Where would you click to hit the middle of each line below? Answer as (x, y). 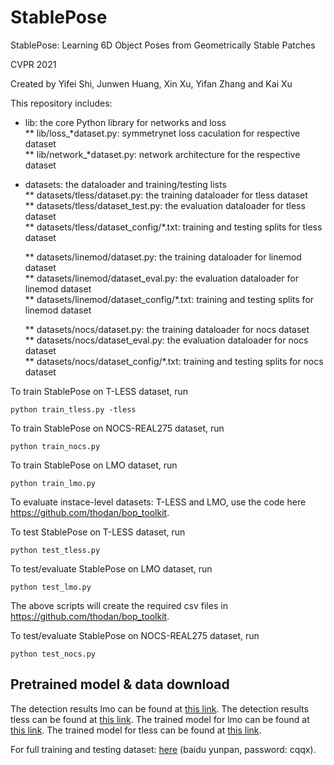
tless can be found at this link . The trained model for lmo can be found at (160, 719)
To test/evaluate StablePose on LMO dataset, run (111, 568)
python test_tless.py (55, 550)
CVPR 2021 (33, 64)
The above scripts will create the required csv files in (119, 605)
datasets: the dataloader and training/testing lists (125, 184)
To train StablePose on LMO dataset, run (94, 465)
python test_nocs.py (53, 654)
